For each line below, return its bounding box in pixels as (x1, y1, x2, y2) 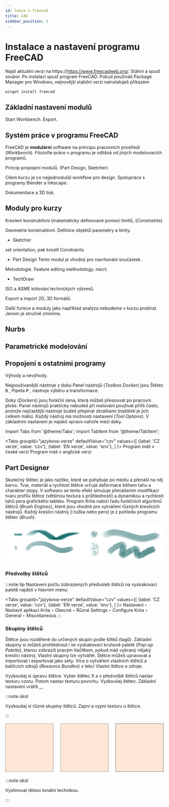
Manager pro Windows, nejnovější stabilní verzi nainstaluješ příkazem (5, 79, 149, 85)
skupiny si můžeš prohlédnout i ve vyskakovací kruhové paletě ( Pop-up (5, 642, 153, 648)
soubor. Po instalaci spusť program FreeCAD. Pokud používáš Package (5, 73, 152, 80)
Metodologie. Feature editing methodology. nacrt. (5, 266, 108, 272)
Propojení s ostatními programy (5, 359, 106, 368)
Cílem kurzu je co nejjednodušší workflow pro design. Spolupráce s (5, 174, 145, 181)
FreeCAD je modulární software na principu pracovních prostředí (5, 144, 140, 150)
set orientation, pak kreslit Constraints (5, 246, 84, 252)
